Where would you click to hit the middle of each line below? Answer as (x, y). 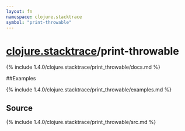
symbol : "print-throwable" (39, 22)
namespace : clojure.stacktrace (44, 17)
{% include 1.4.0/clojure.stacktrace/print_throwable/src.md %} (81, 122)
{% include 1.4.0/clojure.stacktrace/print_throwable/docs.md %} (83, 67)
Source (20, 108)
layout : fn (19, 11)
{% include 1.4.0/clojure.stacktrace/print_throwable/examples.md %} (89, 90)
